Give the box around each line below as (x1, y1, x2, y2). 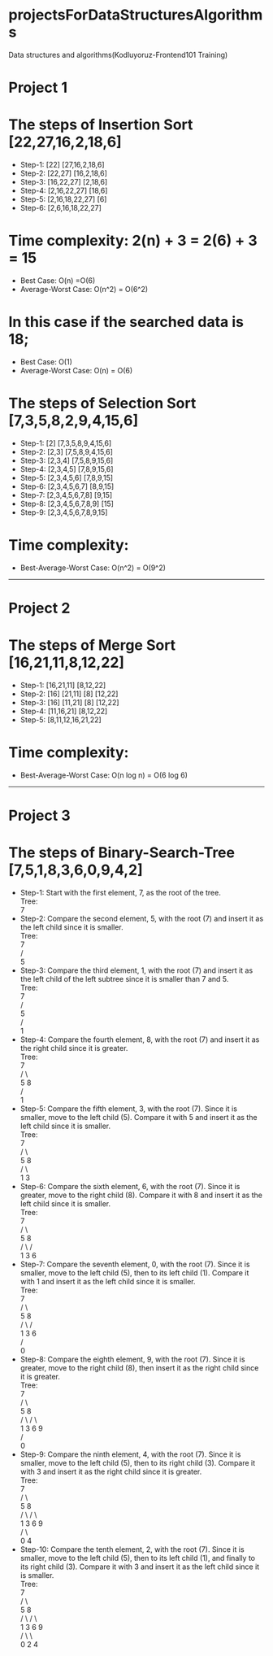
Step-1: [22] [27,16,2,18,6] (19, 160, 105, 170)
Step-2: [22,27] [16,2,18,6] (19, 168, 108, 178)
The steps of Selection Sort (8, 394, 197, 412)
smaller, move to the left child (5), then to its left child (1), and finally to (19, 1554, 256, 1562)
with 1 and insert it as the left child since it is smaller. (19, 1277, 196, 1286)
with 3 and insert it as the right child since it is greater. (19, 1466, 202, 1476)
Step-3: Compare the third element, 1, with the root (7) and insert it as (19, 965, 253, 975)
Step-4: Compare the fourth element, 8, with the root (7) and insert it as (19, 1035, 260, 1044)
